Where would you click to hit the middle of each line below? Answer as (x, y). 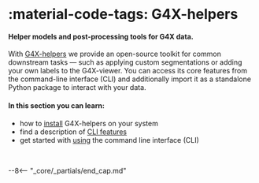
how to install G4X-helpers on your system (89, 123)
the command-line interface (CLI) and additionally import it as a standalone (130, 79)
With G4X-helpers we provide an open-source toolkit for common (115, 54)
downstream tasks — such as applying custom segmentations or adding (125, 62)
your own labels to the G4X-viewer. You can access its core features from (128, 71)
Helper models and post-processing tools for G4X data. (101, 36)
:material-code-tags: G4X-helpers (123, 15)
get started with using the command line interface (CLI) (109, 140)
